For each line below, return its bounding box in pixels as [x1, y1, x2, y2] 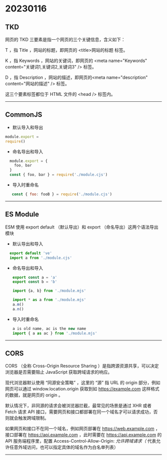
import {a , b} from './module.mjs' [12, 289, 86, 294]
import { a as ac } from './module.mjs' [12, 331, 97, 336]
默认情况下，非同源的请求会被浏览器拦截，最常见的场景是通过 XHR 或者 [5, 403, 152, 409]
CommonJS [5, 110, 42, 119]
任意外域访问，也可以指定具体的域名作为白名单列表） [9, 444, 118, 450]
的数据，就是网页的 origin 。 [5, 392, 63, 398]
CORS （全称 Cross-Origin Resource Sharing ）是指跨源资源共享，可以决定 [5, 363, 159, 369]
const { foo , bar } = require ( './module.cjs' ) [9, 172, 108, 177]
